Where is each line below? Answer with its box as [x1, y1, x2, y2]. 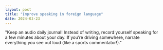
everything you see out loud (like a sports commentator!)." [5, 40, 122, 46]
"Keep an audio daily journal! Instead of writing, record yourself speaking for [5, 30, 159, 35]
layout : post [5, 7, 32, 12]
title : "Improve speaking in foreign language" [5, 12, 104, 17]
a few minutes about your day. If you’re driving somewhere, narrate [5, 34, 140, 40]
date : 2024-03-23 [5, 16, 40, 21]
